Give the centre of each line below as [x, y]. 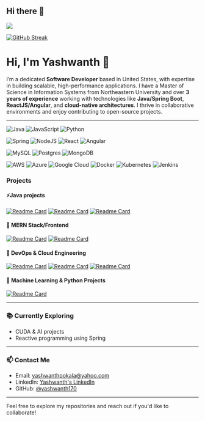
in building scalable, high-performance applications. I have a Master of [95, 86]
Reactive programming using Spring [60, 338]
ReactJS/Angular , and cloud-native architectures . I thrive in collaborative [100, 105]
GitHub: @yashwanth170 [46, 389]
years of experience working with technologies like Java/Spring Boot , [95, 98]
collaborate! [21, 412]
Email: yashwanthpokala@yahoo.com [62, 376]
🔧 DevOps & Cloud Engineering [46, 253]
